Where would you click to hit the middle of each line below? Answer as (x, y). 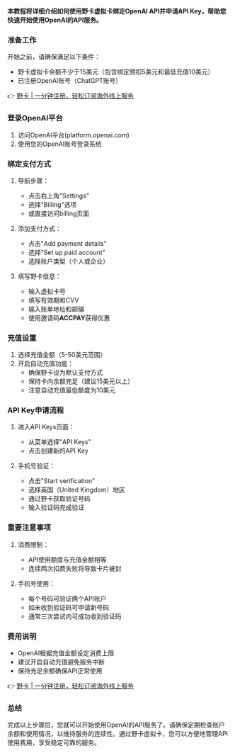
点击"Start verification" (62, 481)
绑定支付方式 (29, 164)
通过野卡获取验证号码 (59, 499)
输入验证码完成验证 (56, 508)
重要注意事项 (29, 528)
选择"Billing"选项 (52, 204)
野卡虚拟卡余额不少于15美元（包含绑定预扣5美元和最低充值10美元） (116, 72)
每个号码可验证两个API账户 (67, 599)
